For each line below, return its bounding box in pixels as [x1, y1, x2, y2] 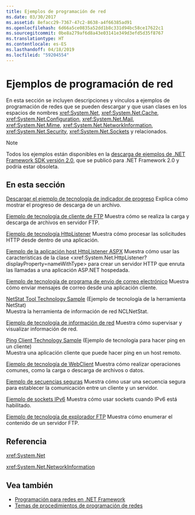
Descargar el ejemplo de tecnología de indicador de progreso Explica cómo [6, 195, 189, 202]
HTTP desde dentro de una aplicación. [6, 236, 100, 243]
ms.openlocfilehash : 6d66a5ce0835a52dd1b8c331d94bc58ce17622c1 [6, 25, 164, 31]
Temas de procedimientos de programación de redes [14, 502, 143, 509]
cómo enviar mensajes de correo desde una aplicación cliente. [6, 284, 158, 291]
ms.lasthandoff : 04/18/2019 [6, 47, 75, 53]
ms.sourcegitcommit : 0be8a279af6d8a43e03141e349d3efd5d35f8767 [6, 30, 164, 36]
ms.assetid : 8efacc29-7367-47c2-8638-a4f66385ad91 [6, 19, 132, 25]
